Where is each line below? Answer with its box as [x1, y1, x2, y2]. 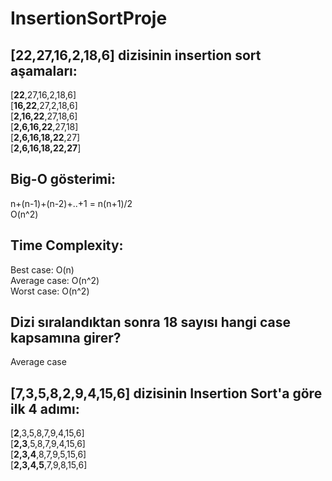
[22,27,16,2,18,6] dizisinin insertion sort [10, 47, 262, 64]
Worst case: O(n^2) [10, 285, 90, 297]
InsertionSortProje [10, 7, 168, 30]
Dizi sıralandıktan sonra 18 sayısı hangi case [10, 314, 292, 331]
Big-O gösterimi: [10, 171, 116, 188]
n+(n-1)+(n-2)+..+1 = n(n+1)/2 [10, 197, 133, 209]
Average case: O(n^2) [10, 274, 100, 286]
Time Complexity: [10, 237, 124, 254]
